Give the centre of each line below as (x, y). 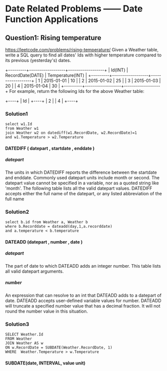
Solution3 (17, 324)
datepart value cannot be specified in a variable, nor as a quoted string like (82, 183)
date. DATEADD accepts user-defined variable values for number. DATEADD (83, 301)
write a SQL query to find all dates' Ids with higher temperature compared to (83, 55)
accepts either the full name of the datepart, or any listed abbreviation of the (83, 193)
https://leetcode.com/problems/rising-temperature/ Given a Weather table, (82, 50)
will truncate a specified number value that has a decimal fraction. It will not (83, 306)
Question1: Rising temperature (53, 38)
